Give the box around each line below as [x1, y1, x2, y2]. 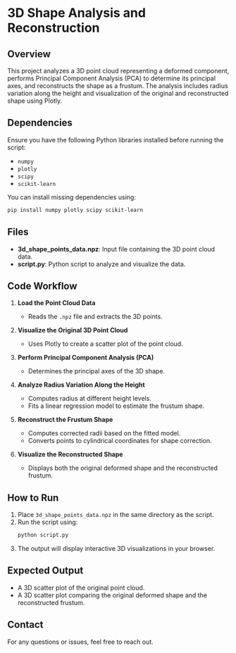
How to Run [7, 492, 59, 504]
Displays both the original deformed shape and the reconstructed [27, 464, 218, 473]
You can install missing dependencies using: [7, 192, 136, 201]
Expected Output [7, 565, 84, 577]
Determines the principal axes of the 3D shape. [27, 367, 166, 375]
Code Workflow [7, 280, 77, 292]
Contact [7, 618, 44, 631]
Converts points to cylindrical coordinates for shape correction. [27, 437, 213, 445]
